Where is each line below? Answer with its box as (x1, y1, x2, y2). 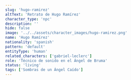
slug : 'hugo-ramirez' (5, 7, 50, 12)
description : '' (5, 21, 39, 26)
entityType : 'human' (5, 49, 48, 54)
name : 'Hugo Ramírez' (5, 35, 50, 40)
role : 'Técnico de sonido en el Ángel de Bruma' (5, 58, 108, 63)
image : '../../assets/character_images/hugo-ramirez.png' (5, 30, 128, 35)
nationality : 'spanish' (5, 40, 55, 45)
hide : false (5, 26, 30, 31)
